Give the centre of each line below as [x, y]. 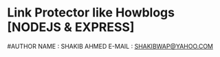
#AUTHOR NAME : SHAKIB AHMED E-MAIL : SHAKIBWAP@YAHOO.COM [110, 46]
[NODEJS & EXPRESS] [71, 27]
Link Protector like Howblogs [91, 13]
